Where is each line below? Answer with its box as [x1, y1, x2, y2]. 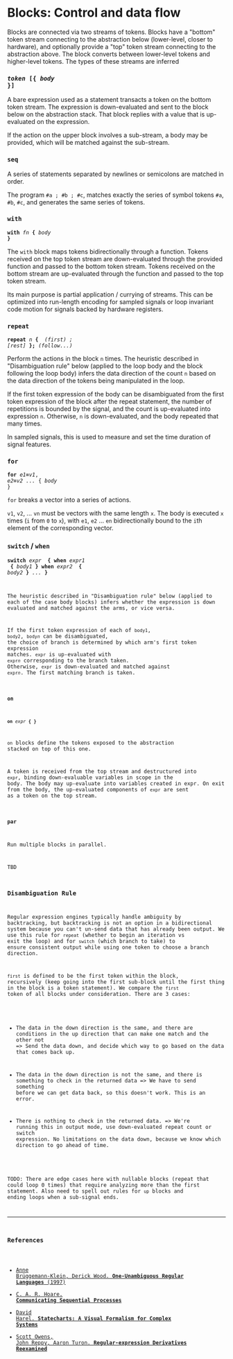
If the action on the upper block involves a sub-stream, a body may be [7, 131, 208, 139]
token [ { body [7, 74, 55, 82]
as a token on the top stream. [7, 792, 98, 800]
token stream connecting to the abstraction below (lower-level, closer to [7, 35, 214, 43]
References [7, 1236, 44, 1245]
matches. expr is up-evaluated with [7, 651, 112, 658]
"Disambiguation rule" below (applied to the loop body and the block [7, 362, 203, 370]
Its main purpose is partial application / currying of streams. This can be [7, 290, 214, 299]
